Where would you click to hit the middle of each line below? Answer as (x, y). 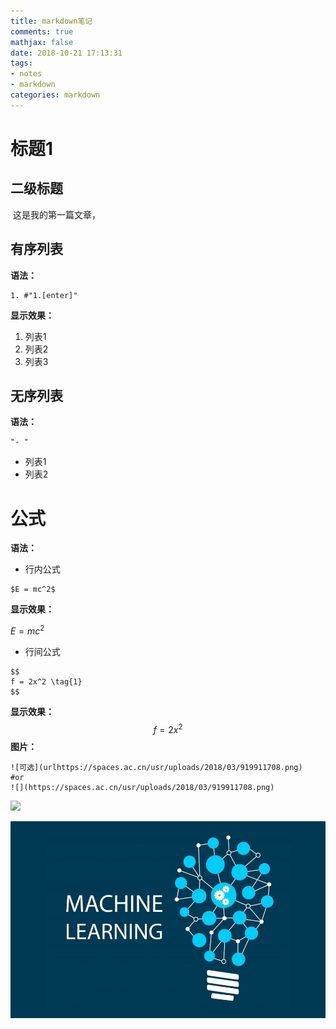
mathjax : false (42, 42)
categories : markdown (55, 95)
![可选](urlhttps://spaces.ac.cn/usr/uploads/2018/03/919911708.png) (156, 767)
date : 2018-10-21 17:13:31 (66, 53)
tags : (21, 63)
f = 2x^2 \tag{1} (46, 681)
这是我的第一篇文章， (56, 214)
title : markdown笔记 (51, 21)
